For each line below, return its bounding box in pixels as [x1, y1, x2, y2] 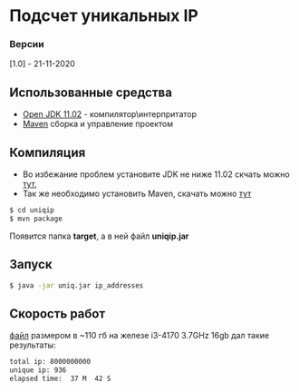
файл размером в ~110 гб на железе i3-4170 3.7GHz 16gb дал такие [9, 330, 270, 341]
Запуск [9, 257, 53, 272]
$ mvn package [9, 214, 63, 223]
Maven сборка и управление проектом [22, 119, 174, 130]
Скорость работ [9, 306, 106, 321]
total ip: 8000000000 [9, 358, 92, 367]
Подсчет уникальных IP [9, 5, 199, 26]
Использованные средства [9, 84, 172, 100]
